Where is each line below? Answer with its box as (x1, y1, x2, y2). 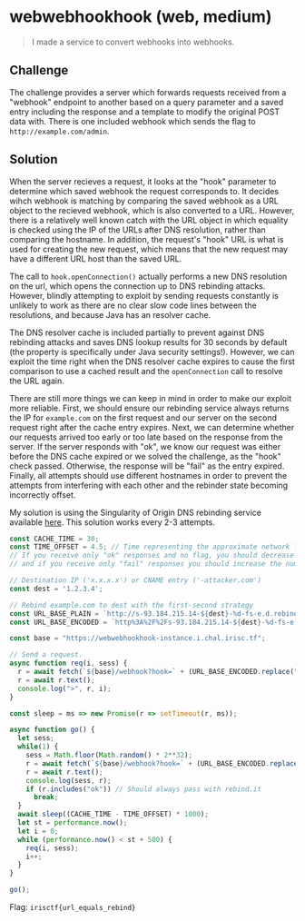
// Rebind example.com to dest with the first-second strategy (9, 600, 254, 609)
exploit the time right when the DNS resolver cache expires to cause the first (9, 356, 295, 367)
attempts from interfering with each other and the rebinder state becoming (9, 480, 289, 490)
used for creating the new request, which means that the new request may (9, 243, 289, 254)
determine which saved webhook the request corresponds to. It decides (9, 185, 280, 196)
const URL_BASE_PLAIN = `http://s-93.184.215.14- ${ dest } (9, 609, 230, 619)
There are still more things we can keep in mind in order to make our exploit (9, 392, 292, 403)
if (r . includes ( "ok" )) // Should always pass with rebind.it (25, 784, 261, 794)
